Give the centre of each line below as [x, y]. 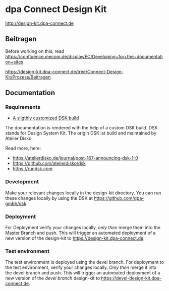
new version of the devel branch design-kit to [52, 278]
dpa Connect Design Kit [56, 9]
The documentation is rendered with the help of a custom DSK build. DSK [81, 128]
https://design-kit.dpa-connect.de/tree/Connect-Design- [64, 71]
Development [22, 182]
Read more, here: [23, 148]
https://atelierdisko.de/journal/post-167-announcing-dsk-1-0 [75, 158]
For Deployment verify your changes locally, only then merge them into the [83, 228]
